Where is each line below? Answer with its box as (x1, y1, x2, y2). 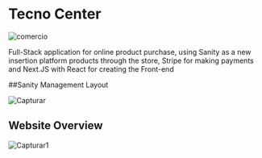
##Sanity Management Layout (8, 80, 109, 89)
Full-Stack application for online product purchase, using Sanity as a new (8, 47, 252, 56)
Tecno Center (8, 5, 102, 23)
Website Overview (8, 118, 103, 133)
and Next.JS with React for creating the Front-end (8, 64, 175, 73)
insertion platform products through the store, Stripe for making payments (8, 56, 254, 65)
